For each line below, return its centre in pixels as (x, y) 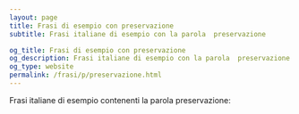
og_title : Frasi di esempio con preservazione (98, 50)
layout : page (34, 17)
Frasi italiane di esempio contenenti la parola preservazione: (120, 100)
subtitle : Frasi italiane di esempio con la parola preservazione (138, 34)
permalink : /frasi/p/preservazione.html (86, 75)
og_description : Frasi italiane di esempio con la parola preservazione (150, 59)
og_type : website (42, 67)
